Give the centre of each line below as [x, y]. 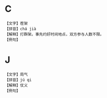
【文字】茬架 [16, 23]
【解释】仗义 [16, 85]
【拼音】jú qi [18, 80]
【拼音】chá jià [20, 29]
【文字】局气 [16, 75]
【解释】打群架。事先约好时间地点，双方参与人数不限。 [55, 34]
